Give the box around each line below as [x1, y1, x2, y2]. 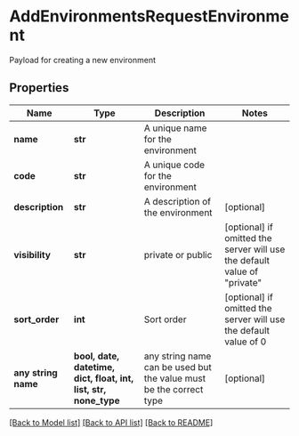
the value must [143, 372, 206, 384]
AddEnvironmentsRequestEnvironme [9, 6, 290, 27]
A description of [143, 195, 212, 207]
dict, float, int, [74, 372, 134, 384]
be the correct [143, 383, 204, 395]
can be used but [143, 360, 212, 373]
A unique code [143, 158, 206, 171]
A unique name [143, 122, 207, 134]
